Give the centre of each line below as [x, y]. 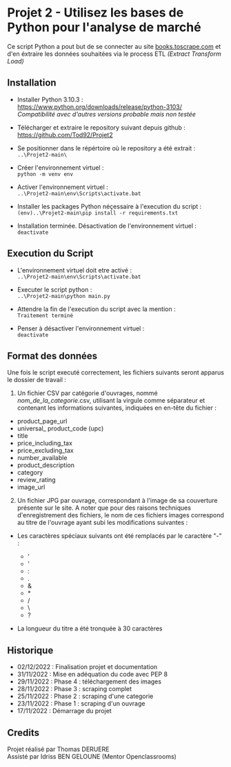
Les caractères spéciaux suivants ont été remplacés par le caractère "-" [119, 536]
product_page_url [42, 421]
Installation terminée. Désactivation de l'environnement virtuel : [107, 226]
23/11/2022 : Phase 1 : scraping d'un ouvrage [81, 704]
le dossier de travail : [37, 380]
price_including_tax [44, 444]
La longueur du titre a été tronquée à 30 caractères [90, 628]
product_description [46, 465]
